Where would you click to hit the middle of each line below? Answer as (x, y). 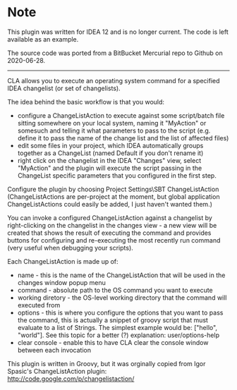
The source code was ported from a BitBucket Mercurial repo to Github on (115, 53)
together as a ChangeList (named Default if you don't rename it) (110, 153)
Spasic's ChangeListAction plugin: (57, 371)
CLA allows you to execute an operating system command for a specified (114, 80)
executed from (39, 305)
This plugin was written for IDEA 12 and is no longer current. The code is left (118, 32)
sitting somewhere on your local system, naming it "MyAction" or (112, 123)
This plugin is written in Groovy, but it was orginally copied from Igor (107, 363)
